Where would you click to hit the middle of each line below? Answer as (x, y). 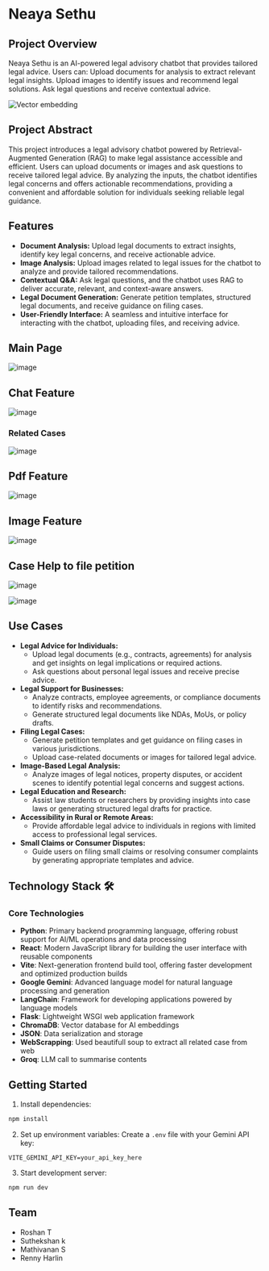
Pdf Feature (38, 476)
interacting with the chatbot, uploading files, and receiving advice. (130, 323)
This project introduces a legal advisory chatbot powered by (108, 149)
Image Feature (45, 521)
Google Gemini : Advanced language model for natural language (126, 982)
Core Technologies (46, 914)
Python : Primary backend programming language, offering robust (129, 931)
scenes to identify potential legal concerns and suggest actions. (138, 783)
